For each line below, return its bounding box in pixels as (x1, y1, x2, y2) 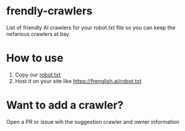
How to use (6, 51, 64, 65)
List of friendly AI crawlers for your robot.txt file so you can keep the (6, 24, 176, 31)
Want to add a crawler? (6, 99, 124, 112)
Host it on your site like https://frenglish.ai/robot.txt (14, 77, 142, 84)
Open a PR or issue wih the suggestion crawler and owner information (6, 118, 180, 125)
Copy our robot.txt (14, 71, 61, 78)
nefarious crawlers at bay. (6, 30, 71, 37)
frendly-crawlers (6, 4, 93, 18)
